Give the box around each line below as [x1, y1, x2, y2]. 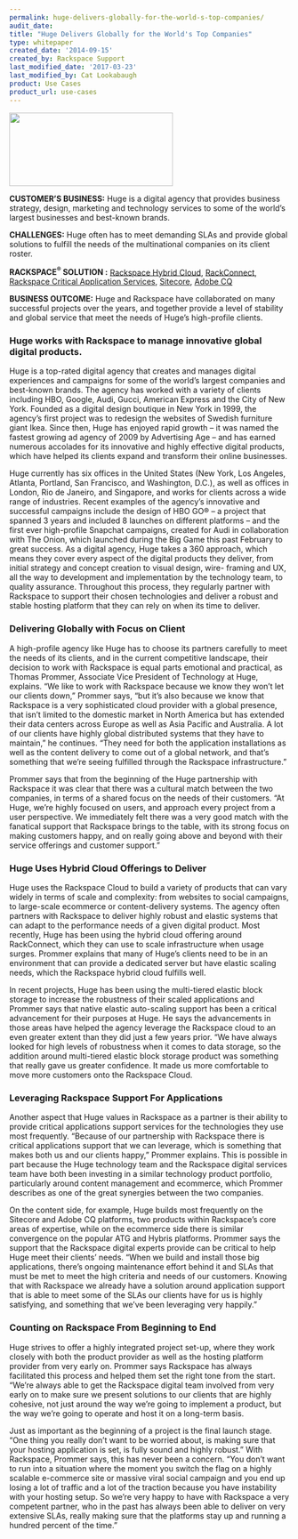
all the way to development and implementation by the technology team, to [9, 572, 283, 583]
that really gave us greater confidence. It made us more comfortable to [9, 1060, 270, 1071]
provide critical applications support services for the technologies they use [9, 1122, 285, 1132]
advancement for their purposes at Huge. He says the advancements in [9, 1013, 271, 1024]
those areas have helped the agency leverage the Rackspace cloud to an [9, 1022, 277, 1033]
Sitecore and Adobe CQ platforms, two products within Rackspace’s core [9, 1214, 277, 1225]
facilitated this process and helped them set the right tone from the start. [9, 1370, 276, 1381]
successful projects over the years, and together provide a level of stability [9, 303, 284, 314]
